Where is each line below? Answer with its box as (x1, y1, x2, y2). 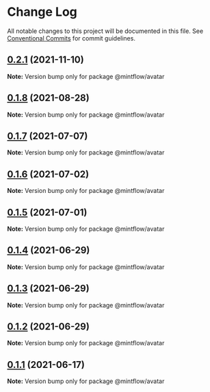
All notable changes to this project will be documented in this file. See (7, 27, 204, 35)
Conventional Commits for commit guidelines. (7, 34, 135, 42)
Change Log (7, 4, 77, 20)
